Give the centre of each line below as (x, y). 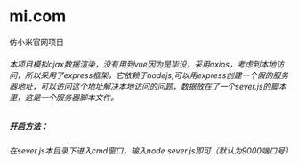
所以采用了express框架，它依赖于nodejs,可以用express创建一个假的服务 (157, 75)
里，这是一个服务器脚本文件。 (64, 97)
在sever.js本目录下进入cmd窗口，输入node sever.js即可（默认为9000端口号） (151, 150)
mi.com (38, 16)
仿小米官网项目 (36, 42)
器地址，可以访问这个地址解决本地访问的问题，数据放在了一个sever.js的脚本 (148, 86)
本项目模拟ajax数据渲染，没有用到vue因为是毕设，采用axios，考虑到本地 (143, 64)
